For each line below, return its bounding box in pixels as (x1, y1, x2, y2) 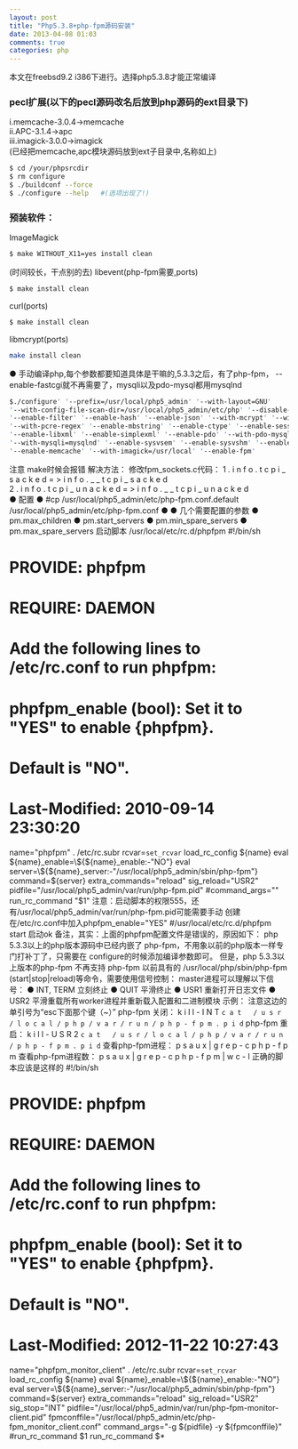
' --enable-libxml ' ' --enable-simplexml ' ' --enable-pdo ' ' (9, 431, 228, 439)
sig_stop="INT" (9, 1402, 66, 1413)
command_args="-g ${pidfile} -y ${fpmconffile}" (103, 1421, 282, 1432)
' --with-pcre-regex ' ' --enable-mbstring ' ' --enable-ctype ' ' (9, 422, 240, 431)
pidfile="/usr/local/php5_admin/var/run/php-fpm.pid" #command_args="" (9, 884, 279, 895)
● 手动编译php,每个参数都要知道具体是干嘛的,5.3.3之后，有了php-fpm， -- (9, 368, 283, 379)
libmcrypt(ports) (9, 334, 69, 344)
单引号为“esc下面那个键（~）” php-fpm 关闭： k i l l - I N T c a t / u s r (9, 1006, 282, 1017)
